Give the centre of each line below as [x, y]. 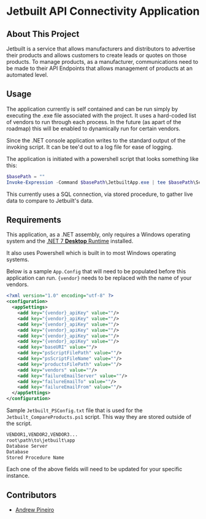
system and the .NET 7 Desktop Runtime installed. [70, 241]
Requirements [34, 220]
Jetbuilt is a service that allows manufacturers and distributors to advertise [101, 49]
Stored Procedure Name [35, 458]
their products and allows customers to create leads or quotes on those [97, 55]
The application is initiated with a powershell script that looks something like [103, 158]
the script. [19, 423]
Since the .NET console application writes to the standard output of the [96, 140]
